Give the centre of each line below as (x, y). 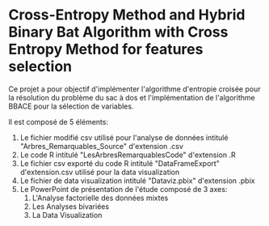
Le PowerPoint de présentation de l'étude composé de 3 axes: (124, 189)
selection (40, 67)
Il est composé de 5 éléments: (59, 122)
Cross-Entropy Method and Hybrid (127, 15)
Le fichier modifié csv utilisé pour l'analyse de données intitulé (124, 137)
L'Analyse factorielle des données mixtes (100, 198)
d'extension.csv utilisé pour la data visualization (100, 172)
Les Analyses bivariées (71, 206)
